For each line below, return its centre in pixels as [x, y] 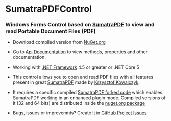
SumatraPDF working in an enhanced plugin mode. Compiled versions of [89, 98]
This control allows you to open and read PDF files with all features [83, 77]
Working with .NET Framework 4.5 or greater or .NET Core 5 [76, 67]
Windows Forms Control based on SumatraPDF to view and [80, 25]
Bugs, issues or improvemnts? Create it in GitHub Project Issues [80, 113]
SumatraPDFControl [48, 9]
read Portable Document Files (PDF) [51, 31]
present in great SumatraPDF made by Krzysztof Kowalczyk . [76, 82]
